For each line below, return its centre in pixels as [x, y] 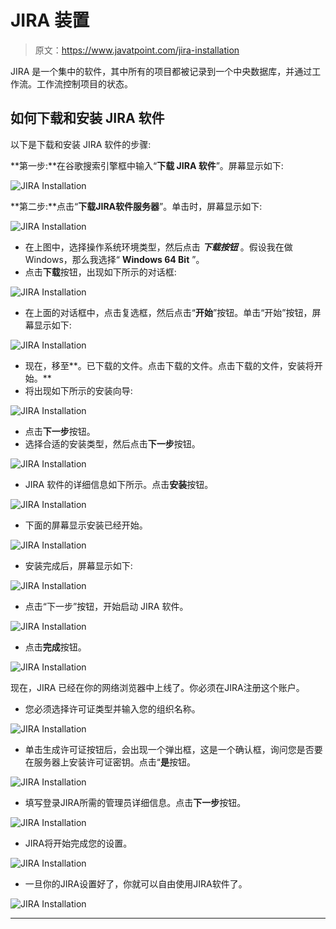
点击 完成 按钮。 [55, 647]
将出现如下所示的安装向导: [78, 390]
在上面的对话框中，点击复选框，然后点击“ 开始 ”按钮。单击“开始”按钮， [168, 312]
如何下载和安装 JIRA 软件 [87, 118]
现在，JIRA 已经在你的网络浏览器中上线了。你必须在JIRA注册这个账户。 [157, 687]
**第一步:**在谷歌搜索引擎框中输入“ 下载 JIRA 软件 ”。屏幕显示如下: [147, 165]
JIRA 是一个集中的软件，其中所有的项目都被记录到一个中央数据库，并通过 [161, 71]
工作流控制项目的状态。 [84, 83]
